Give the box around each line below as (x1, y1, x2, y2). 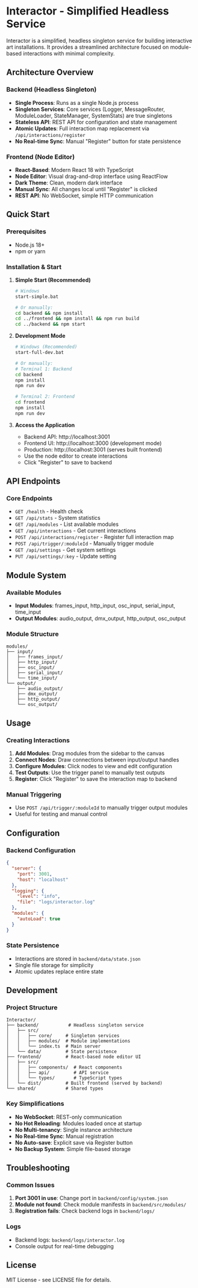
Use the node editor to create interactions (23, 452, 128, 459)
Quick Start (6, 209, 50, 219)
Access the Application (14, 421, 75, 429)
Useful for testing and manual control (14, 810, 108, 818)
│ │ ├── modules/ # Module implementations (6, 1038, 131, 1044)
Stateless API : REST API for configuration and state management (14, 118, 178, 125)
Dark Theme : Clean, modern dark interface (14, 179, 123, 186)
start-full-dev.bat (14, 350, 64, 356)
